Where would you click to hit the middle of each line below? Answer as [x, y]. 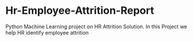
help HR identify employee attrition [47, 32]
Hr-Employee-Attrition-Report [80, 11]
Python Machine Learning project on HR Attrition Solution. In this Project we [96, 26]
